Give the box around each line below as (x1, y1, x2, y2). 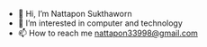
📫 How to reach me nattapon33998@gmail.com (17, 27, 198, 38)
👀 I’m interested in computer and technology (17, 18, 183, 28)
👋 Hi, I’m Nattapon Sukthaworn (17, 9, 132, 19)
